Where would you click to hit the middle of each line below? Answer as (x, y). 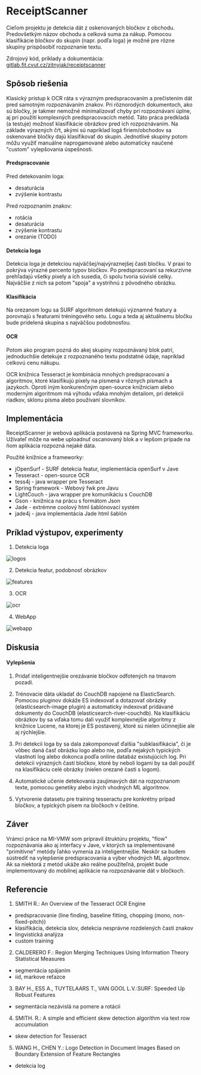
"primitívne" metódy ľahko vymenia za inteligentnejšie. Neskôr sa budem (96, 851)
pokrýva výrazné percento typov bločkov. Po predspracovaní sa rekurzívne (99, 270)
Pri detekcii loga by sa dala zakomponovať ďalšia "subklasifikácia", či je (103, 744)
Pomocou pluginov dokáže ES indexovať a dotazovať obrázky (90, 700)
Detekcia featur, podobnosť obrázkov (61, 570)
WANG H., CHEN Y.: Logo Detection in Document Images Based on (98, 1048)
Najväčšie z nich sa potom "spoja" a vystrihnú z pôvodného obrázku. (91, 283)
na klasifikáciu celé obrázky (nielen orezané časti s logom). (88, 769)
